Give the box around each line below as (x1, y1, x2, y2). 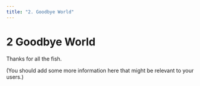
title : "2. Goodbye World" (6, 8, 74, 15)
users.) (6, 73, 24, 81)
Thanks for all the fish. (6, 55, 62, 62)
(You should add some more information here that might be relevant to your (6, 67, 195, 74)
